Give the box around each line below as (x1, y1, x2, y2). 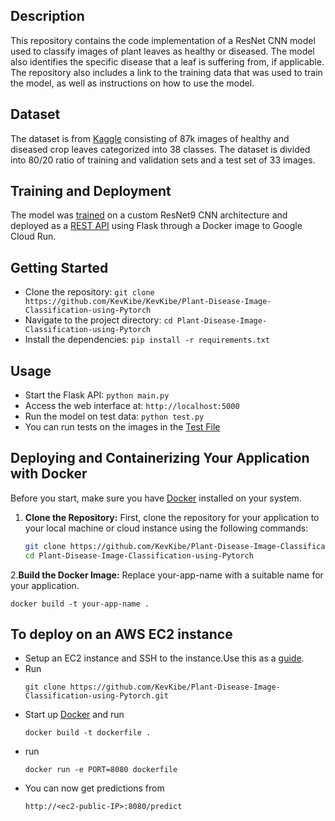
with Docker (10, 465, 88, 483)
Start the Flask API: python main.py (24, 389, 170, 401)
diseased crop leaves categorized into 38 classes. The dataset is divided (10, 143, 311, 155)
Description (10, 8, 85, 25)
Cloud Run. (10, 230, 57, 243)
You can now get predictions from (24, 782, 165, 794)
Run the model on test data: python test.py (24, 410, 205, 423)
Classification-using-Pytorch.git (24, 691, 169, 701)
